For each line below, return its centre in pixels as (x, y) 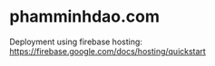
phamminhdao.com (85, 17)
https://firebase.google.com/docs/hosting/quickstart (107, 51)
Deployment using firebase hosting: (76, 42)
